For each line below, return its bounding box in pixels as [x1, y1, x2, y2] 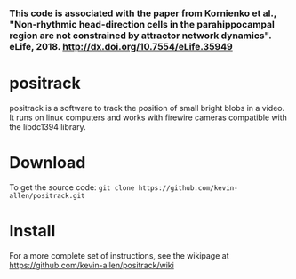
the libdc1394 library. [9, 121, 86, 132]
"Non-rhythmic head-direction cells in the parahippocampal [9, 18, 276, 30]
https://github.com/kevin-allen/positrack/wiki [9, 259, 175, 270]
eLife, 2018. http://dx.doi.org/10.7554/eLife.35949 [9, 40, 233, 52]
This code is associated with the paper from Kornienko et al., [9, 7, 277, 20]
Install [9, 220, 56, 241]
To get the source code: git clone [9, 181, 135, 193]
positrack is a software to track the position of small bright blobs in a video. [9, 102, 285, 113]
